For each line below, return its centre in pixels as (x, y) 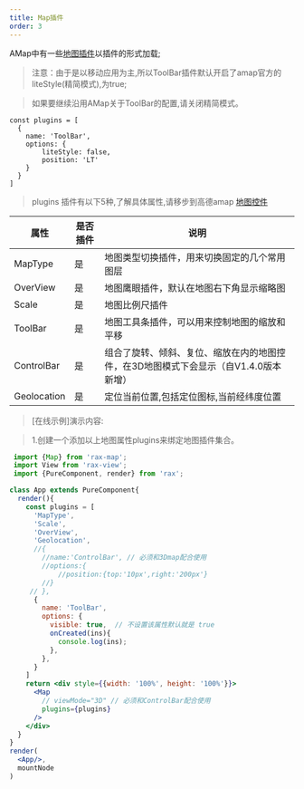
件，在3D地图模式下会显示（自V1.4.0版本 (193, 366)
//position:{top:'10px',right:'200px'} (133, 574)
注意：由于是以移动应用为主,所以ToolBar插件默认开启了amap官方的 (157, 72)
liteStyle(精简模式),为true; (79, 83)
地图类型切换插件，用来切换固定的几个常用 (195, 257)
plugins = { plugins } (76, 709)
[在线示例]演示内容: (67, 420)
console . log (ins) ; (92, 641)
